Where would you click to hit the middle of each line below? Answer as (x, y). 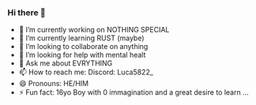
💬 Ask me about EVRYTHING (66, 63)
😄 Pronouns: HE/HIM (53, 84)
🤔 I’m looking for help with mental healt (82, 55)
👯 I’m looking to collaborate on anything (83, 47)
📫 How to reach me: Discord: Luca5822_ (86, 72)
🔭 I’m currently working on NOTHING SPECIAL (94, 30)
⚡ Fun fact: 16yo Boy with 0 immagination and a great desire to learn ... (134, 92)
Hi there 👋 (27, 13)
